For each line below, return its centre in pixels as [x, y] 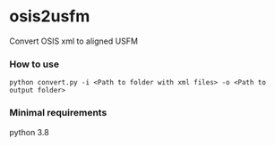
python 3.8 [29, 132]
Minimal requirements [58, 113]
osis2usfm [50, 16]
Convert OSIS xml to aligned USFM [74, 41]
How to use [34, 64]
